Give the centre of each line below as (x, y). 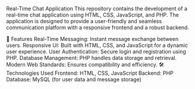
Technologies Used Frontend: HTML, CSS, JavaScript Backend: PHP (90, 73)
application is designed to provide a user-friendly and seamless (84, 21)
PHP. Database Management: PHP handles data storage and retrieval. (92, 58)
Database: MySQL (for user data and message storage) (74, 79)
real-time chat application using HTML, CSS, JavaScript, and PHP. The (93, 15)
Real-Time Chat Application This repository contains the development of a (97, 9)
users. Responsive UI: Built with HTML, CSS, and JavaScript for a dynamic (97, 45)
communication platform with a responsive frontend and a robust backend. (97, 27)
